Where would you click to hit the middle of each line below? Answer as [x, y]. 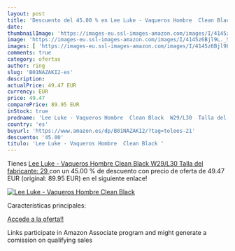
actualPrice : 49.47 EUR [42, 85]
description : [26, 79]
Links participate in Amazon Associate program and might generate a [107, 233]
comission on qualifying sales [50, 240]
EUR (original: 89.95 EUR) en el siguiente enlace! [77, 178]
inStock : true [28, 111]
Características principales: [47, 206]
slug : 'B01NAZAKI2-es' [40, 72]
